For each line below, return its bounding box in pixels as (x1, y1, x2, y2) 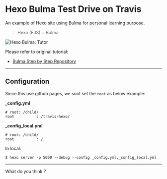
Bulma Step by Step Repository (12, 58, 76, 64)
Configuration (5, 77, 50, 86)
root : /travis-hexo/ (5, 114, 70, 119)
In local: (5, 145, 21, 151)
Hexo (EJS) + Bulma (17, 29, 59, 35)
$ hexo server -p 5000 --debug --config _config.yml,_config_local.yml (5, 155, 157, 160)
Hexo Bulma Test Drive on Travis (5, 3, 142, 15)
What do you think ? (5, 168, 46, 174)
